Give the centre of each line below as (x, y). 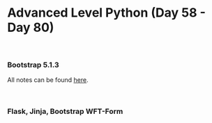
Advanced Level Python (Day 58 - (106, 13)
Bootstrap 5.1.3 (33, 65)
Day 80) (31, 27)
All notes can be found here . (48, 80)
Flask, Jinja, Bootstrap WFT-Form (65, 111)
